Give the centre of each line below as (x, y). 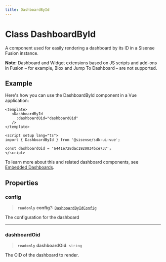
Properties (22, 183)
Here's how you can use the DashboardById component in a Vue (71, 95)
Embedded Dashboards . (30, 167)
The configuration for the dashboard (42, 218)
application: (17, 101)
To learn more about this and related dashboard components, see (72, 162)
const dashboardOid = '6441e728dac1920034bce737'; (58, 149)
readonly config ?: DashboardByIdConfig (57, 208)
